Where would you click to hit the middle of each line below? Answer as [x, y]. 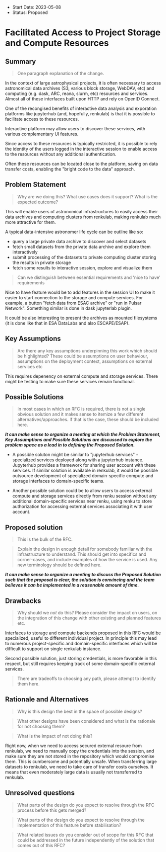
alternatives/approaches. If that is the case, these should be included [88, 420]
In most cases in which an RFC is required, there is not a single [81, 409]
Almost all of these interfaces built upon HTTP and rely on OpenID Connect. [83, 99]
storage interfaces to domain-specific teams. [58, 481]
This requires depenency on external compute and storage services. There [82, 376]
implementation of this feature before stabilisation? [69, 825]
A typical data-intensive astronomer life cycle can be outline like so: [74, 232]
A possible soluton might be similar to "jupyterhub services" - [75, 455]
